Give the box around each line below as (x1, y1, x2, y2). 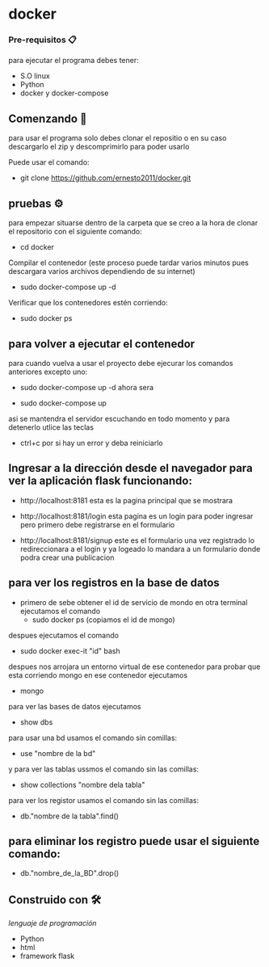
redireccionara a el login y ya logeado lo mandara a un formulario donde (19, 544, 261, 553)
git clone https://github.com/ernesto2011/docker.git (19, 173, 191, 183)
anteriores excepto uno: (8, 367, 88, 376)
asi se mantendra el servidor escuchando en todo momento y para (8, 414, 230, 423)
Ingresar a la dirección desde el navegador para (8, 461, 253, 475)
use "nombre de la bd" (19, 748, 96, 758)
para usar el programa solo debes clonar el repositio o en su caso (8, 133, 227, 143)
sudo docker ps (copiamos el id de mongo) (32, 615, 175, 624)
